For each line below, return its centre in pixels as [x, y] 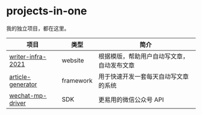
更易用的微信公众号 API [131, 99]
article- [20, 77]
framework [77, 80]
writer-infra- [28, 56]
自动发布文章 [117, 65]
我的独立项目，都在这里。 [38, 28]
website [73, 60]
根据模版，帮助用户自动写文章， [144, 56]
